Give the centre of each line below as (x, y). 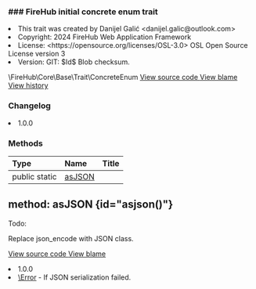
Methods (25, 143)
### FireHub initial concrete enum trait (83, 12)
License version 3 (37, 54)
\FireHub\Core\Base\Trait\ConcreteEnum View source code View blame (123, 78)
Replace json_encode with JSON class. (71, 238)
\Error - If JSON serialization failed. (75, 277)
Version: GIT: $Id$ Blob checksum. (74, 62)
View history (28, 85)
